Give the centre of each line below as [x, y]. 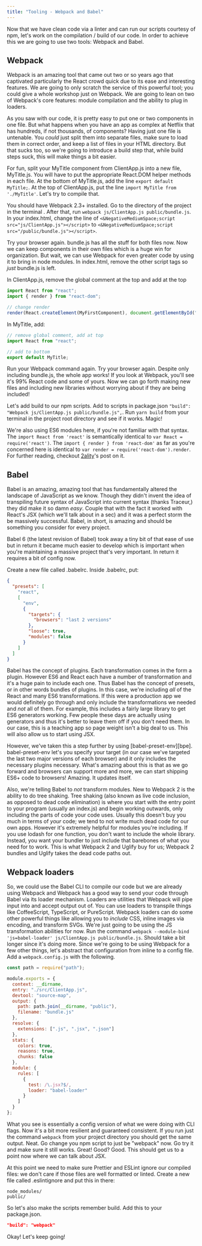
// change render [28, 307]
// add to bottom [28, 352]
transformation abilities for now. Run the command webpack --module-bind [98, 931]
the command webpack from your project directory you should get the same [99, 1137]
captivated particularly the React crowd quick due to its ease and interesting [101, 81]
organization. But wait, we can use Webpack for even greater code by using [100, 255]
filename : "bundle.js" [46, 1012]
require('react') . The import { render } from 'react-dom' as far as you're [101, 443]
